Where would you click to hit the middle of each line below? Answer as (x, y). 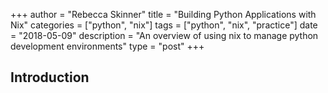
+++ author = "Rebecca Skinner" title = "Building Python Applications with (163, 14)
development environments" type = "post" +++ (107, 46)
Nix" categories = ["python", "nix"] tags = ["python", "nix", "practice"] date (164, 25)
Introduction (50, 77)
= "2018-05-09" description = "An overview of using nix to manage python (164, 35)
